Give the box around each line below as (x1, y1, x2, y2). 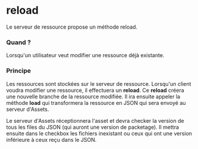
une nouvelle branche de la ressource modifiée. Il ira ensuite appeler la (6, 93, 181, 100)
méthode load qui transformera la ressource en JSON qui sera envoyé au (6, 99, 186, 106)
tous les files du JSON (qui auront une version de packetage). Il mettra (6, 123, 180, 131)
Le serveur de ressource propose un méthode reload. (6, 23, 138, 30)
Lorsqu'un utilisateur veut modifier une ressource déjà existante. (6, 52, 165, 59)
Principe (6, 67, 32, 75)
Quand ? (6, 38, 31, 46)
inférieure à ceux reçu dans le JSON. (6, 136, 97, 143)
